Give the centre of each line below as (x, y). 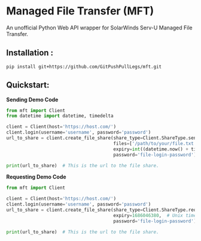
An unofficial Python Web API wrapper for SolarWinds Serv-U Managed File (99, 28)
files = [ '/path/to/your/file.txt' (155, 143)
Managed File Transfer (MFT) (80, 11)
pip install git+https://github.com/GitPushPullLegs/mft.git (84, 67)
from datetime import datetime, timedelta (60, 116)
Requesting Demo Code (36, 177)
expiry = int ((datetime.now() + (151, 149)
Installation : (30, 53)
